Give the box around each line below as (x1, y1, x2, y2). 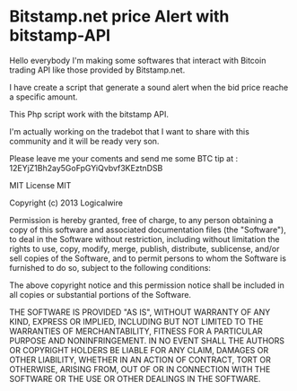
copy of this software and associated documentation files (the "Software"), (9, 224, 287, 235)
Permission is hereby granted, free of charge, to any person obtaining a (9, 214, 274, 225)
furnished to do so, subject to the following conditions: (9, 262, 211, 273)
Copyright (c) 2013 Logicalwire (9, 197, 124, 208)
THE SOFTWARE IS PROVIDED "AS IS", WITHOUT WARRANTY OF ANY (9, 307, 271, 317)
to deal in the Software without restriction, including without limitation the (9, 233, 280, 244)
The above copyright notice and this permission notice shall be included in (9, 280, 284, 291)
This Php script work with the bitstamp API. (9, 109, 169, 119)
